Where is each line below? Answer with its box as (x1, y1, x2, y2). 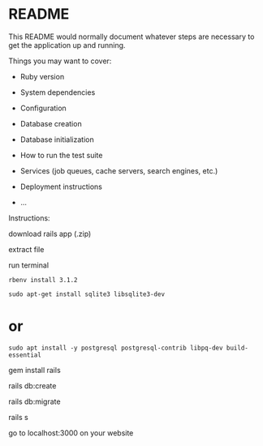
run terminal (8, 260, 50, 270)
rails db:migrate (8, 397, 61, 406)
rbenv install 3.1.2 (8, 276, 79, 284)
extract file (8, 244, 45, 254)
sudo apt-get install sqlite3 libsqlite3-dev (8, 289, 165, 298)
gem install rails (8, 365, 61, 375)
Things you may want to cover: (8, 56, 112, 66)
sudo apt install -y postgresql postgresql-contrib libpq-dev (8, 344, 223, 352)
